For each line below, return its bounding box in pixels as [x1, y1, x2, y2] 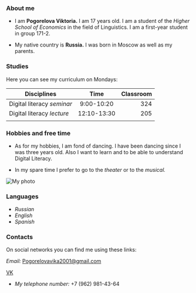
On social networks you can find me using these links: [6, 246, 137, 254]
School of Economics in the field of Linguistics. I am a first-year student [14, 24, 188, 31]
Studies [6, 62, 29, 71]
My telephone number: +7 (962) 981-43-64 [14, 281, 120, 288]
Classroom [121, 89, 153, 98]
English [14, 212, 33, 219]
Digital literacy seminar [9, 99, 72, 108]
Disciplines [24, 89, 57, 98]
